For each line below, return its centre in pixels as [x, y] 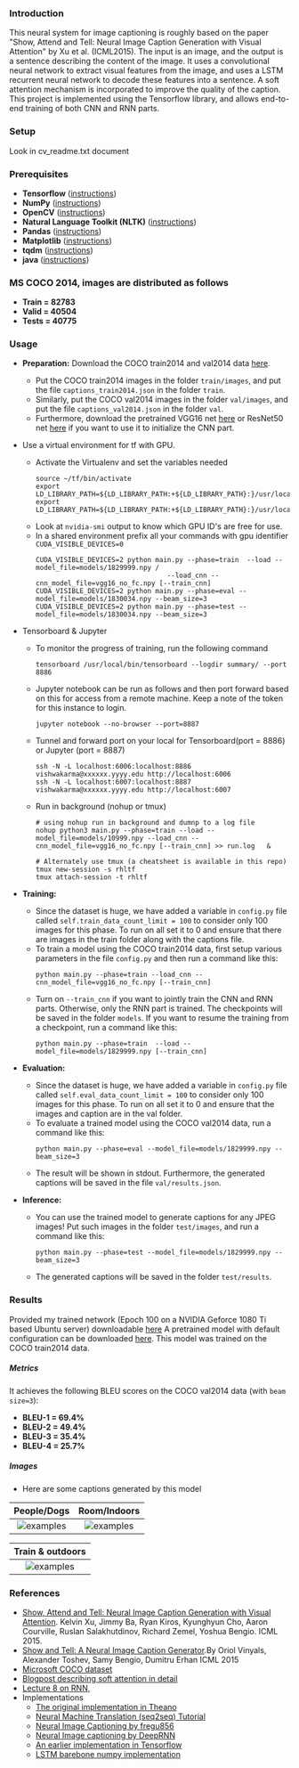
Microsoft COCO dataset [67, 1669]
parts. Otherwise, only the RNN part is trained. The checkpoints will [159, 1008]
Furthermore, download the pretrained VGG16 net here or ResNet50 [159, 419]
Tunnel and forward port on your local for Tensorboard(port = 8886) [160, 741]
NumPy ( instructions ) [61, 202]
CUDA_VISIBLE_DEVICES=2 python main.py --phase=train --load [153, 560]
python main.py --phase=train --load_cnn [113, 975]
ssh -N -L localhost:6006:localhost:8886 [113, 767]
